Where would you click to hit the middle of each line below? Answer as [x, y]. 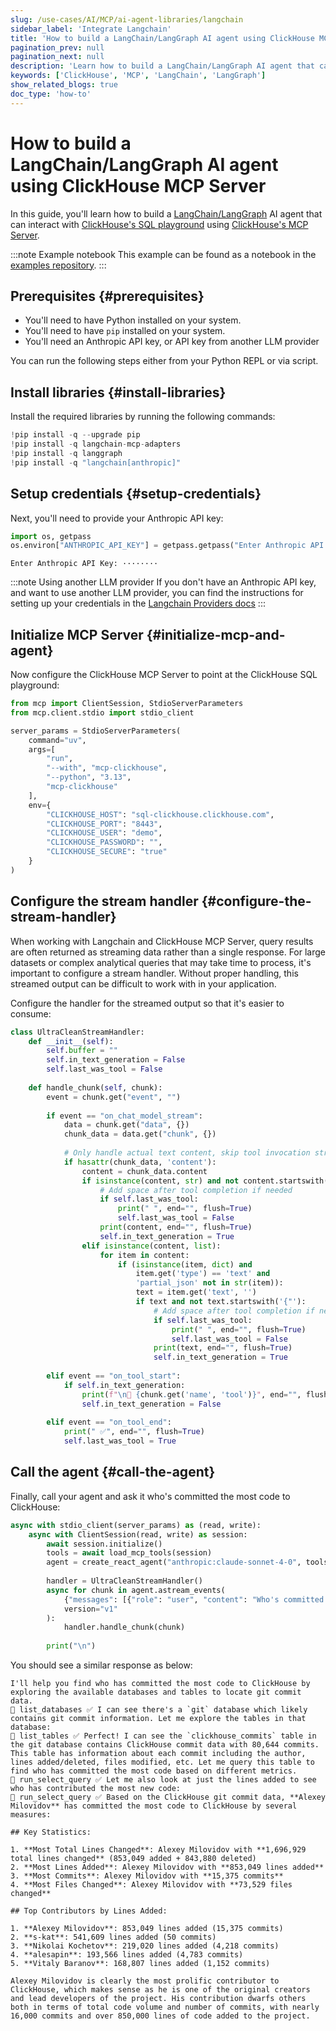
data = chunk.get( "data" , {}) [126, 1125]
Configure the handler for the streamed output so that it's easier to [147, 1003]
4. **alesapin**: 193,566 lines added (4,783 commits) [127, 1955]
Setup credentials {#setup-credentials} [136, 494]
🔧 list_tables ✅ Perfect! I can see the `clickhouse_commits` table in [163, 1736]
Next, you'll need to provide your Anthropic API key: [117, 518]
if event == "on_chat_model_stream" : [124, 1116]
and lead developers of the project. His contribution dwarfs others [158, 1999]
